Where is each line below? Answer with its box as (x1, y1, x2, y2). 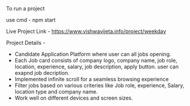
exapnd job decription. (14, 69, 70, 76)
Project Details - (6, 39, 45, 46)
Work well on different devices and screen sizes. (14, 94, 133, 101)
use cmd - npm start (6, 16, 56, 23)
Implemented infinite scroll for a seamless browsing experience (14, 76, 169, 82)
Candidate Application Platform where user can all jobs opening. (14, 51, 171, 58)
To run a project (6, 5, 45, 12)
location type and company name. (14, 88, 98, 95)
